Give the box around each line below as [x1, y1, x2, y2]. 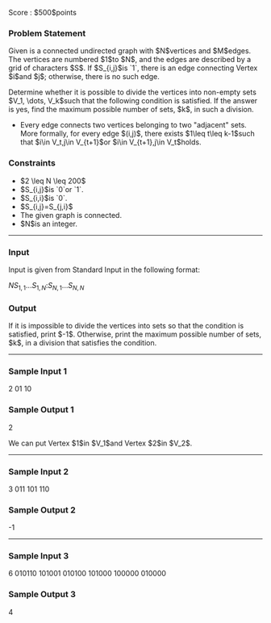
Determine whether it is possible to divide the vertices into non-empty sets [8, 87, 256, 97]
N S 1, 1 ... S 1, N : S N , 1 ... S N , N [8, 280, 85, 292]
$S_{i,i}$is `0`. [19, 193, 68, 203]
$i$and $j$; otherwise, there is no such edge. [8, 72, 160, 82]
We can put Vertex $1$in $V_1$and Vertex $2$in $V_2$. [8, 438, 193, 448]
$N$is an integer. [19, 219, 78, 228]
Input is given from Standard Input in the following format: [8, 265, 200, 274]
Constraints [8, 157, 56, 169]
